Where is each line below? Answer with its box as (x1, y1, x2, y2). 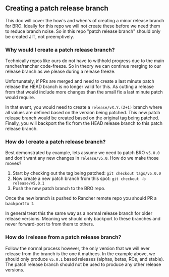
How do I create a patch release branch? (5, 138, 106, 146)
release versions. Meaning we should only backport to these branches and (5, 216, 160, 222)
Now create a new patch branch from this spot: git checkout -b (12, 175, 146, 181)
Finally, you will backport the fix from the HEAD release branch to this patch (5, 120, 163, 126)
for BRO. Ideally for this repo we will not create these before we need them (5, 23, 160, 29)
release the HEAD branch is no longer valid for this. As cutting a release (5, 83, 154, 90)
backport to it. (5, 201, 35, 207)
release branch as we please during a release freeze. (5, 68, 116, 75)
